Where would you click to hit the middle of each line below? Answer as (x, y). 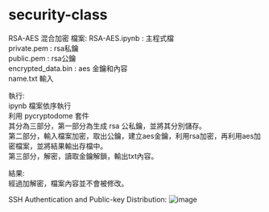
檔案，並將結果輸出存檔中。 (61, 146)
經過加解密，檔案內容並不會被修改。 (68, 183)
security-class (58, 15)
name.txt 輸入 (31, 78)
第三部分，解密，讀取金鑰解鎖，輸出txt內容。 (83, 156)
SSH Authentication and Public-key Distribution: (88, 199)
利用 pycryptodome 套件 (49, 115)
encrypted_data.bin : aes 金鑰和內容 (68, 68)
